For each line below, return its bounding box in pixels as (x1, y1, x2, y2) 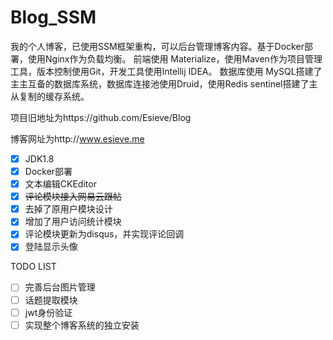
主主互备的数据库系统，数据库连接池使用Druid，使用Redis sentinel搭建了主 (10, 77, 318, 90)
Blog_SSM (10, 6, 97, 29)
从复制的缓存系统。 (10, 90, 90, 102)
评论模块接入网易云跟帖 (24, 191, 122, 203)
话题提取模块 (24, 294, 78, 306)
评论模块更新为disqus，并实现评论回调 (24, 228, 185, 240)
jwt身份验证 (24, 306, 73, 318)
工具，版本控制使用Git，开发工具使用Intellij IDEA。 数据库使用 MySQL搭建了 (10, 65, 323, 77)
